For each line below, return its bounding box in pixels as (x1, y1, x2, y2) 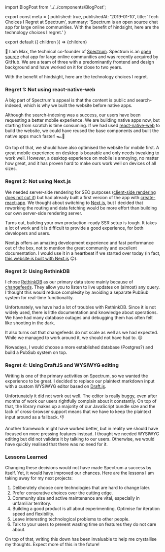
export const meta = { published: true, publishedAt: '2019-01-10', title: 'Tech (5, 14, 159, 19)
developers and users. (5, 230, 51, 236)
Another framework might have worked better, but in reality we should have (5, 426, 159, 432)
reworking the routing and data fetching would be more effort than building (5, 205, 157, 211)
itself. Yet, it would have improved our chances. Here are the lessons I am (5, 470, 154, 476)
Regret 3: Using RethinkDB (5, 268, 70, 275)
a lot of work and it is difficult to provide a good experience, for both (5, 225, 144, 231)
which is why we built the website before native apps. (24, 103, 132, 108)
